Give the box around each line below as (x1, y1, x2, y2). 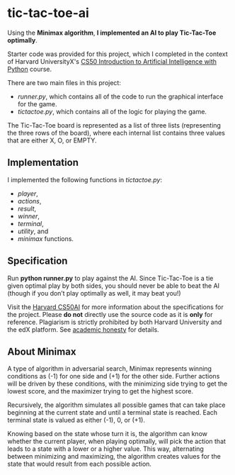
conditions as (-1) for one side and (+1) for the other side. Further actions (7, 372, 220, 381)
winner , (17, 211, 40, 220)
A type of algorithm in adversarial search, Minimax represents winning (7, 364, 212, 373)
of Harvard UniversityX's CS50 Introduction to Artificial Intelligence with (7, 57, 217, 65)
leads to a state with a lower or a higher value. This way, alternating (7, 445, 204, 453)
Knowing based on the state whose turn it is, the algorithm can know (7, 430, 207, 438)
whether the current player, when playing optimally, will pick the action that (7, 437, 227, 446)
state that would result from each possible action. (7, 459, 152, 469)
